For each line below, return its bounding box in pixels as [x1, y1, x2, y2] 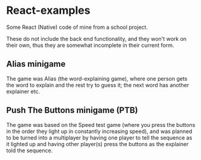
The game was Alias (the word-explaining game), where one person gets [6, 75, 188, 82]
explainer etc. [6, 88, 40, 95]
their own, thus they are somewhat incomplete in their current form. [6, 42, 174, 49]
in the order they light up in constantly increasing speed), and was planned [6, 128, 193, 135]
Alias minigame [6, 59, 66, 69]
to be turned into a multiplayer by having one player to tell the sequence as [6, 134, 193, 141]
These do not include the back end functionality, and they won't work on [6, 35, 187, 42]
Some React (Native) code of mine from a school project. [6, 23, 148, 31]
